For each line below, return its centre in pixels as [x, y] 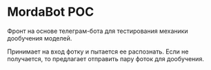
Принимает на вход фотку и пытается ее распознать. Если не [98, 51]
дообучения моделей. [40, 38]
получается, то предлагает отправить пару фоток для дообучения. [106, 58]
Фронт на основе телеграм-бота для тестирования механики [98, 31]
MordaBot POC [51, 12]
